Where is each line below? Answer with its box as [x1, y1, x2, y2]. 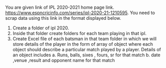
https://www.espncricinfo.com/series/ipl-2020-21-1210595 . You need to [5, 10, 155, 16]
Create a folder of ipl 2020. [12, 25, 69, 31]
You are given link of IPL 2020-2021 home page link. [5, 5, 115, 10]
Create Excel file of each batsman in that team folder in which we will [12, 36, 157, 42]
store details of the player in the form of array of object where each [12, 41, 153, 47]
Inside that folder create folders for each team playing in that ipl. [12, 30, 147, 36]
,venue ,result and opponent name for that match [12, 57, 115, 63]
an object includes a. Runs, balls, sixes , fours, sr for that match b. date [12, 52, 160, 58]
